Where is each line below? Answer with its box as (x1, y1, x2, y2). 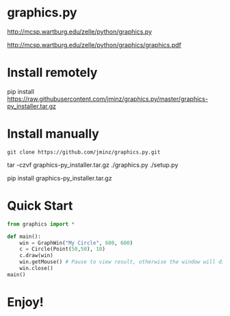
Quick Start (7, 198, 73, 213)
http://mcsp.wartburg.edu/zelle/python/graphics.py (7, 27, 153, 36)
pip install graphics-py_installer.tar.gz (7, 173, 112, 182)
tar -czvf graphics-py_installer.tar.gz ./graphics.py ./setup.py (7, 160, 179, 169)
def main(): (7, 233, 41, 240)
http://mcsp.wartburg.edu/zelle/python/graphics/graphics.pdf (7, 40, 181, 49)
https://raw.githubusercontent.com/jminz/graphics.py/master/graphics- (7, 95, 209, 103)
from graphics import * (7, 221, 75, 228)
